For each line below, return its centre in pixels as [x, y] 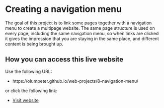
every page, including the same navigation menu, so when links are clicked [82, 33]
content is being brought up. [34, 44]
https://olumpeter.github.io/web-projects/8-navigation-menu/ [75, 81]
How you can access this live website [64, 60]
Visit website [25, 100]
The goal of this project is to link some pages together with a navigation [79, 23]
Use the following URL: [29, 71]
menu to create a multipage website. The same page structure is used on [80, 28]
